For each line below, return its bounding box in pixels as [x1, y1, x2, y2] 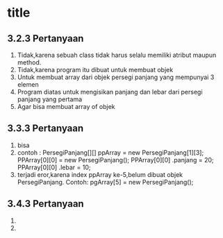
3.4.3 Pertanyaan [7, 198, 85, 210]
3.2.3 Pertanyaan [7, 33, 84, 44]
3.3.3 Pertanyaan [7, 123, 84, 135]
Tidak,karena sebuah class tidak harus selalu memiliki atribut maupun [17, 51, 217, 59]
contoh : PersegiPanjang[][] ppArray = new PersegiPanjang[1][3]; [17, 148, 204, 157]
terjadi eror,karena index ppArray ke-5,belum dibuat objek [17, 170, 183, 178]
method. [17, 58, 42, 67]
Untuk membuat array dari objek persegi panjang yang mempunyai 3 [17, 73, 215, 81]
